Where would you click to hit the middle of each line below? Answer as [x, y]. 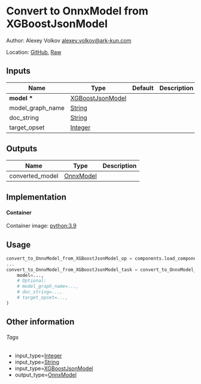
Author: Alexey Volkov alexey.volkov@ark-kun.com [69, 40]
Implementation [36, 197]
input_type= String [37, 362]
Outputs [22, 149]
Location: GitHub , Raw [34, 52]
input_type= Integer [38, 356]
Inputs [19, 71]
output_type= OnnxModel [45, 375]
